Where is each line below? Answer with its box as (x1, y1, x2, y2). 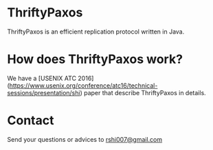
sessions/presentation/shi (7, 88, 80, 97)
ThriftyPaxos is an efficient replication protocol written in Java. (7, 27, 185, 36)
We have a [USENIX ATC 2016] (7, 74, 94, 82)
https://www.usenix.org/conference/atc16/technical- (9, 81, 158, 90)
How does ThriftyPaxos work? (7, 51, 183, 67)
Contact (7, 113, 54, 128)
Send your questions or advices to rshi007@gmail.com (7, 135, 163, 143)
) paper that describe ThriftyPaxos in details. (80, 88, 206, 97)
